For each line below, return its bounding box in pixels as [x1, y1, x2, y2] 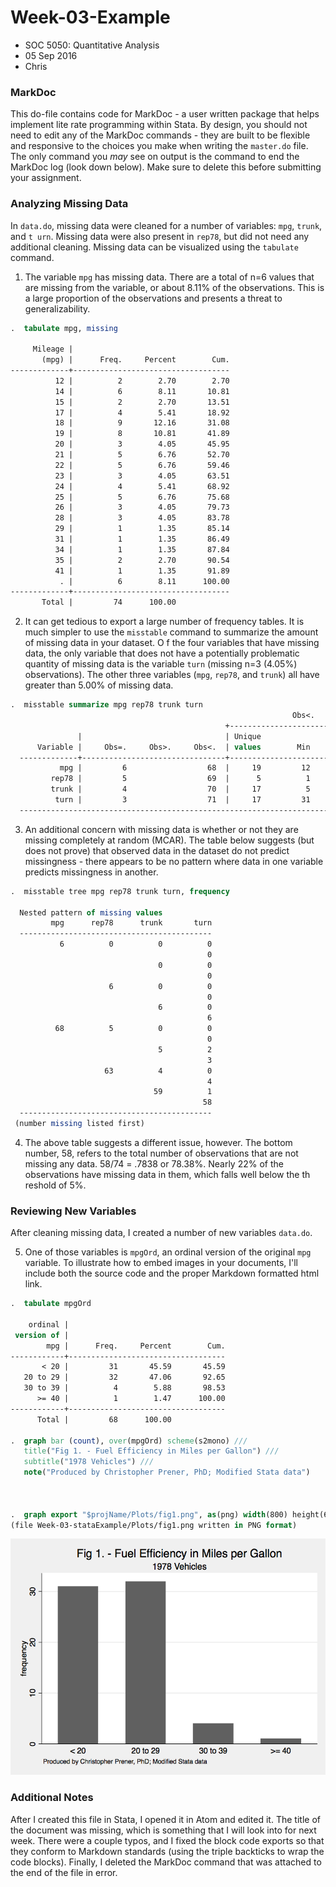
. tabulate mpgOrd [10, 1299, 92, 1309]
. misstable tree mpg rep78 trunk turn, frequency [10, 886, 230, 896]
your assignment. [10, 172, 82, 184]
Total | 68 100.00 [36, 1414, 172, 1425]
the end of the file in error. [10, 1866, 118, 1878]
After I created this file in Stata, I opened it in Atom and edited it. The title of [10, 1813, 321, 1825]
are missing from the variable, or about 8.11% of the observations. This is [24, 281, 325, 293]
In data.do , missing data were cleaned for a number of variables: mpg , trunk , [10, 219, 323, 231]
